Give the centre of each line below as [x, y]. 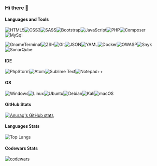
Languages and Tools [27, 19]
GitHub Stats [18, 105]
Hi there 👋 [17, 8]
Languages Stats [22, 126]
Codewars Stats [21, 148]
